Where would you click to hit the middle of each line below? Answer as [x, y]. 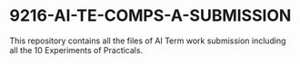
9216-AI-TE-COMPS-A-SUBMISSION [150, 16]
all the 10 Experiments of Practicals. [76, 50]
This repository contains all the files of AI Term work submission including [148, 41]
